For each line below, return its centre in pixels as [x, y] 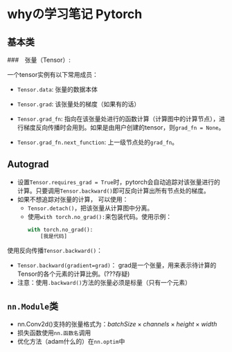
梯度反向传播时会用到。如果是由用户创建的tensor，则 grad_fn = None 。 [124, 127]
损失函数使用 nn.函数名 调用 [54, 333]
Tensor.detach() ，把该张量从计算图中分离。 [90, 208]
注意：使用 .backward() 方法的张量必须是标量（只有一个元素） [104, 282]
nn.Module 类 [33, 306]
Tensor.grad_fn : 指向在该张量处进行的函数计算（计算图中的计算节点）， [118, 119]
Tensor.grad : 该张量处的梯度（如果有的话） [79, 104]
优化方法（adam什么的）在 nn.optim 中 [71, 342]
